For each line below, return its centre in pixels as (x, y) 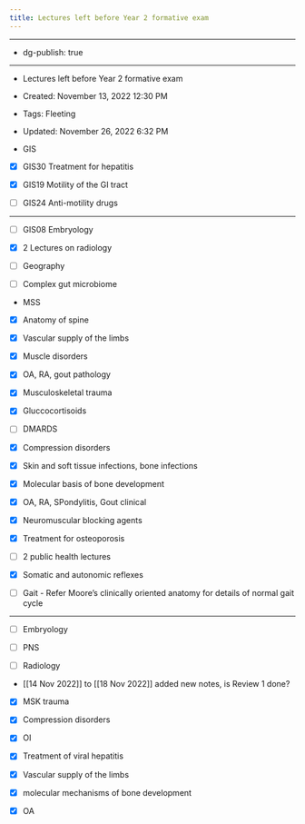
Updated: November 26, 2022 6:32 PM (95, 131)
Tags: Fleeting (49, 114)
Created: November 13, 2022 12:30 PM (95, 95)
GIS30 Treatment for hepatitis (78, 166)
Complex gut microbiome (70, 284)
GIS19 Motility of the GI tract (75, 184)
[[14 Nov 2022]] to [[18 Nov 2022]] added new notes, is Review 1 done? (156, 684)
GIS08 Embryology (58, 229)
